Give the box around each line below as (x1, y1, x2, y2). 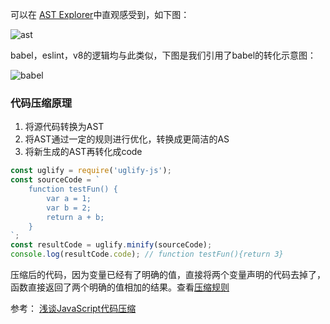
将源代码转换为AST (24, 121, 105, 133)
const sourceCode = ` (10, 175, 101, 185)
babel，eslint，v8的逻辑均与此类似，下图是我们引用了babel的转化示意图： (10, 49, 317, 61)
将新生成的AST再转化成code (24, 146, 143, 158)
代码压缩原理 (10, 96, 73, 110)
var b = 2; (46, 203, 92, 213)
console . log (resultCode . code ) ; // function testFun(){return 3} (10, 249, 284, 260)
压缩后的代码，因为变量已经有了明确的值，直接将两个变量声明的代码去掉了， (10, 269, 326, 281)
